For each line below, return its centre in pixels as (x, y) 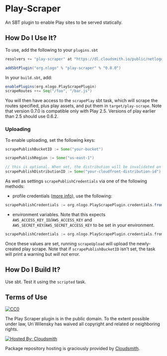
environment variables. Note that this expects (59, 214)
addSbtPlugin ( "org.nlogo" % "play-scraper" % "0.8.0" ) (63, 68)
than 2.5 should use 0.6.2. (32, 117)
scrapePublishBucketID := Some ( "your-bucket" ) (54, 149)
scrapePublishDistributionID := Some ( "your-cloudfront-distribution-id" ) (83, 172)
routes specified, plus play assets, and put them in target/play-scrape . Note (83, 106)
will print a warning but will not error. (43, 254)
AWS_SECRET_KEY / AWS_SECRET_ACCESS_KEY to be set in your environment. (83, 225)
